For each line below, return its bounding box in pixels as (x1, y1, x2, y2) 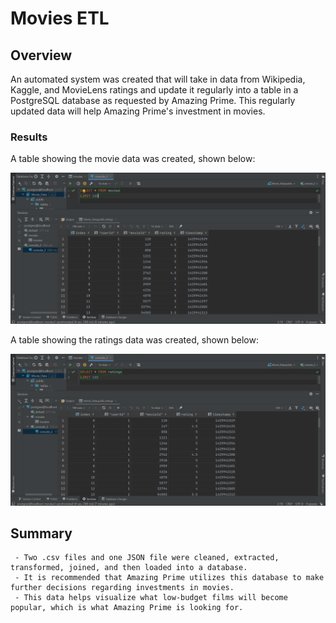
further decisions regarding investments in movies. (10, 583, 235, 593)
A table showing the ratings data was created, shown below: (10, 334, 259, 346)
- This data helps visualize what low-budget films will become (14, 593, 288, 603)
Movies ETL (10, 7, 110, 30)
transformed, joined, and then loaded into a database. (10, 563, 248, 573)
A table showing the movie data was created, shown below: (10, 153, 256, 165)
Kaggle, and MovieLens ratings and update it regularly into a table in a (10, 84, 299, 96)
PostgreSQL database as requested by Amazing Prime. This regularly (10, 95, 296, 106)
